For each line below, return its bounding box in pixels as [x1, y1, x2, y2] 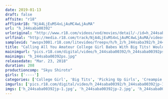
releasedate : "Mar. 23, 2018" [5, 58, 68, 63]
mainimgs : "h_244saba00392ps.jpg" [5, 53, 77, 59]
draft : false [5, 12, 32, 17]
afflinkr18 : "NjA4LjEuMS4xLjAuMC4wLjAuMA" [5, 21, 95, 26]
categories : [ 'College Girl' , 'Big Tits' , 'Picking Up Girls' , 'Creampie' [5, 77, 164, 82]
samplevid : [5, 40, 28, 45]
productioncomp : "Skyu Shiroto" [5, 68, 72, 73]
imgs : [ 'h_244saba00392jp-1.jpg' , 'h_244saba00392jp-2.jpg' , [5, 86, 135, 91]
